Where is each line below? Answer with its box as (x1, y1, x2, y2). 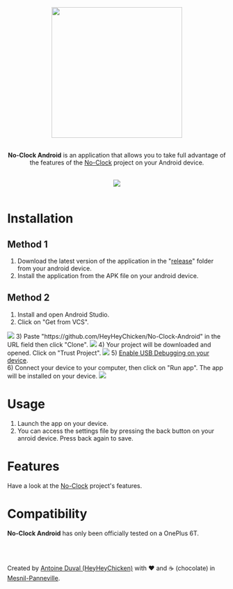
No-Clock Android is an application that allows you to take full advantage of (8, 151, 226, 159)
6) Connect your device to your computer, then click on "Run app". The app (7, 363, 224, 372)
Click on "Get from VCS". (17, 317, 89, 326)
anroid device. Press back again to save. (17, 434, 134, 442)
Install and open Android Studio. (17, 310, 110, 319)
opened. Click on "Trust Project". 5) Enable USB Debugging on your (7, 349, 210, 357)
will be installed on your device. (7, 372, 98, 380)
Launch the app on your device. (17, 419, 109, 427)
